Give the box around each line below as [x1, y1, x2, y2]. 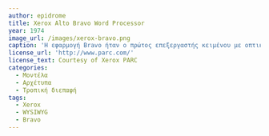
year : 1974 [8, 26, 45, 34]
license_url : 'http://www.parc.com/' [8, 49, 134, 57]
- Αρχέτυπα [15, 78, 52, 86]
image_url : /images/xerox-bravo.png [8, 34, 130, 42]
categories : [8, 64, 48, 72]
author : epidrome [8, 11, 66, 20]
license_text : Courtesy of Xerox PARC [8, 57, 138, 65]
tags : [8, 94, 26, 102]
